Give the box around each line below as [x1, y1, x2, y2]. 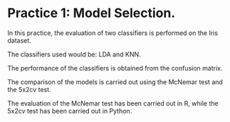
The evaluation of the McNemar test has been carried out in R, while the [7, 98, 219, 108]
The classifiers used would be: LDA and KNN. [7, 50, 141, 59]
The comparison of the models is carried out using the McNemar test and [7, 77, 223, 86]
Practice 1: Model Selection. [7, 5, 176, 21]
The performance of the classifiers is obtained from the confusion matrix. [7, 63, 223, 72]
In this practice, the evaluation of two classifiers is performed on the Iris [7, 29, 219, 37]
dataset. [7, 36, 32, 44]
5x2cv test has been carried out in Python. [7, 106, 132, 115]
